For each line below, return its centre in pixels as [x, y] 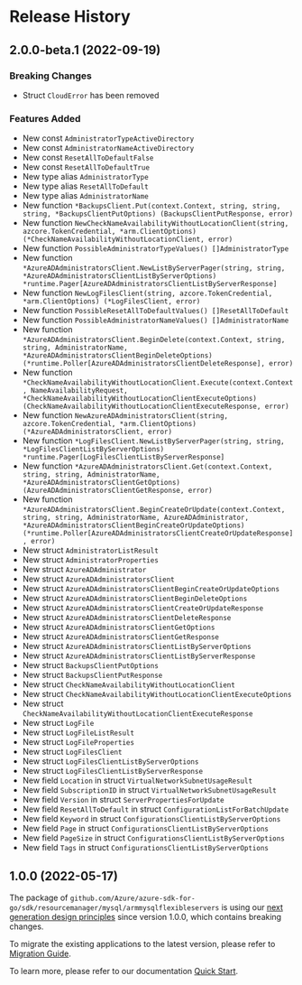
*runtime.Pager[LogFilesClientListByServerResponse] [124, 458]
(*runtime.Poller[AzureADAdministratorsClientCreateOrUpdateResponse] [158, 534]
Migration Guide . [41, 953]
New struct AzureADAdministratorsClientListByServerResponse [139, 655]
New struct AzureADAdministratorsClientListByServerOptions [137, 646]
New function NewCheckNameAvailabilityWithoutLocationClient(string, [156, 223]
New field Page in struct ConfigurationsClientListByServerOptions [145, 829]
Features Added [45, 118]
